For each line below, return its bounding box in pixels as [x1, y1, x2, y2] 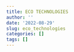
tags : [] [6, 36, 28, 42]
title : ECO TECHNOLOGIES [6, 8, 69, 15]
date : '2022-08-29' [6, 20, 55, 26]
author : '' [6, 14, 34, 20]
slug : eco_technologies [6, 25, 66, 32]
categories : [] [6, 31, 45, 37]
